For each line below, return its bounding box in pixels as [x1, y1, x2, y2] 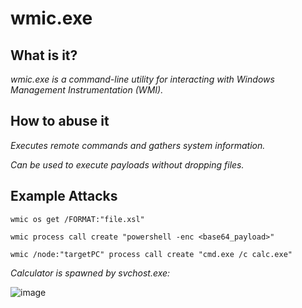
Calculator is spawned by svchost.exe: [10, 267, 171, 279]
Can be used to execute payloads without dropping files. [10, 158, 245, 171]
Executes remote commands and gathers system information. [10, 139, 266, 151]
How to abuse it [10, 113, 110, 130]
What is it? [10, 47, 78, 64]
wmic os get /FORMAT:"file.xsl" [10, 214, 145, 224]
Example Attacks [10, 188, 118, 205]
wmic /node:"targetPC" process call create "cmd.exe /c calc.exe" [10, 249, 293, 259]
